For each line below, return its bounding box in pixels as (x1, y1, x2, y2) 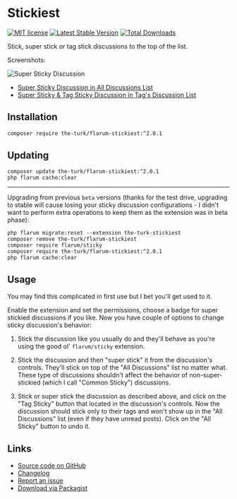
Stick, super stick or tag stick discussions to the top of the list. (7, 42, 188, 50)
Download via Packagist (17, 484, 88, 493)
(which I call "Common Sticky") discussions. (42, 378, 171, 387)
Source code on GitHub (17, 462, 86, 470)
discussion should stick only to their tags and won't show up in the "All (17, 407, 223, 416)
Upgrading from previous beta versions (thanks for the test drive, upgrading (7, 193, 228, 202)
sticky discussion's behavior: (7, 321, 92, 329)
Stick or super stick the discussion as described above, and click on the (17, 392, 227, 401)
